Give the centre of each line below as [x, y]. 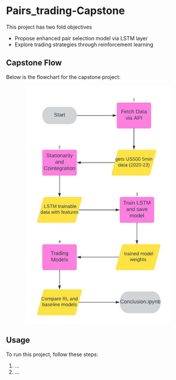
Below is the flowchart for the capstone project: [63, 77]
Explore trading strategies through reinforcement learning [84, 44]
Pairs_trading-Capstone [65, 11]
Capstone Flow [34, 63]
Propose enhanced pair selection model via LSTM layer [81, 38]
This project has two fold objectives [49, 27]
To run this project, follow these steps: [52, 354]
